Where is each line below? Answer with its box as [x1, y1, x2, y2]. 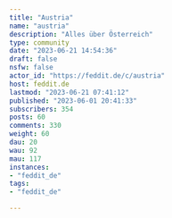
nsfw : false [9, 63, 53, 72]
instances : [9, 163, 50, 172]
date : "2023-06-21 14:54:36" [9, 46, 118, 55]
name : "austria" [9, 21, 70, 30]
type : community [9, 38, 70, 47]
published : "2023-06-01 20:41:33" [9, 96, 138, 105]
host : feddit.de [9, 80, 70, 88]
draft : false [9, 54, 58, 63]
